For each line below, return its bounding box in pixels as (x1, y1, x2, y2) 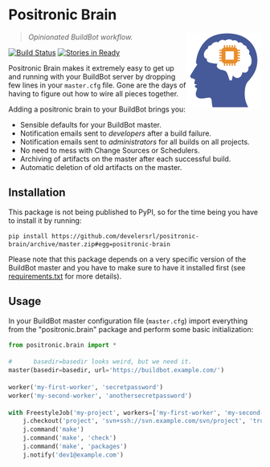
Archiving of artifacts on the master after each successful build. (19, 154, 231, 164)
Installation (8, 186, 66, 200)
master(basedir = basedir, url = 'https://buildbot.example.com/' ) (8, 367, 225, 375)
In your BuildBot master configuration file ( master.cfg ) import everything (8, 315, 248, 326)
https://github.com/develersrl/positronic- (51, 232, 199, 240)
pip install (8, 232, 48, 240)
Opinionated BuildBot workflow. (27, 32, 133, 42)
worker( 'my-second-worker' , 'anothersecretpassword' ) (8, 392, 193, 400)
